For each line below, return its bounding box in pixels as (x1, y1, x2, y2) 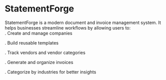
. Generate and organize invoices (5, 59, 74, 65)
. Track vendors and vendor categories (5, 49, 86, 55)
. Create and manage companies (5, 30, 73, 36)
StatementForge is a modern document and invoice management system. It (5, 19, 161, 25)
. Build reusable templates (5, 39, 59, 45)
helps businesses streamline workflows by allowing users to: (5, 24, 131, 30)
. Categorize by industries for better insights (5, 68, 96, 75)
